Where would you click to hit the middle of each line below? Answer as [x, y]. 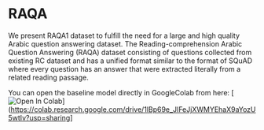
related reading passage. [48, 77]
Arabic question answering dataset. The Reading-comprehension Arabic [125, 43]
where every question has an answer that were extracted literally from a [125, 69]
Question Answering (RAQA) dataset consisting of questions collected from [130, 52]
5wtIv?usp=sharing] [40, 117]
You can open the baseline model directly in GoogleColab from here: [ [121, 92]
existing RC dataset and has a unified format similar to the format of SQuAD [130, 61]
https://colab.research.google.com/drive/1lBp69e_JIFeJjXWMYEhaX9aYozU [134, 109]
